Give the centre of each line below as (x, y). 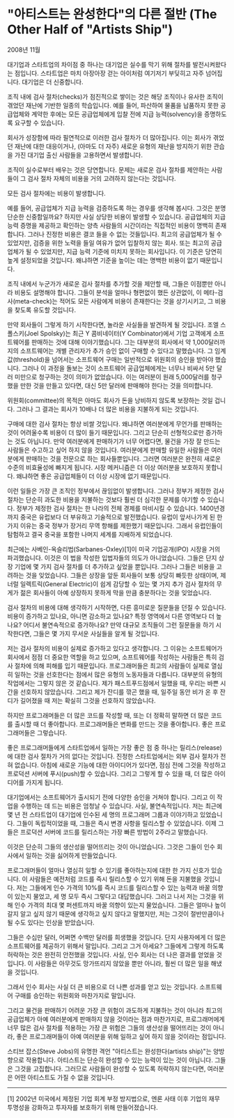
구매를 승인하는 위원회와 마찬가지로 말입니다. (75, 995)
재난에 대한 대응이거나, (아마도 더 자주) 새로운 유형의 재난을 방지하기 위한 (113, 146)
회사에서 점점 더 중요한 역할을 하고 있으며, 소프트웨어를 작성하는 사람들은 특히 (112, 657)
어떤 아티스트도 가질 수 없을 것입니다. (64, 1077)
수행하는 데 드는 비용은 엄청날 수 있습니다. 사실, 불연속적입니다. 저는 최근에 (121, 805)
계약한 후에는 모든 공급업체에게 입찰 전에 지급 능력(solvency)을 (117, 114)
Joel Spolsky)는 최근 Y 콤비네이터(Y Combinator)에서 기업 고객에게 (119, 333)
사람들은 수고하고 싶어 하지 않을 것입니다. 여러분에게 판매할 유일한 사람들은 (109, 450)
